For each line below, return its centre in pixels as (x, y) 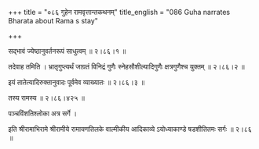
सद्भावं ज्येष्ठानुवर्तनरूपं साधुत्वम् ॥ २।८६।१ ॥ (67, 51)
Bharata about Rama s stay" (53, 21)
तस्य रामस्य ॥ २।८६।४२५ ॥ (46, 98)
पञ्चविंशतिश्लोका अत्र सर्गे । (42, 114)
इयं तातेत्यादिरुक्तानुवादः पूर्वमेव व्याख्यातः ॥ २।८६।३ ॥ (77, 82)
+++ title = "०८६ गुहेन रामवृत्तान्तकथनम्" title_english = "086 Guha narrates (119, 12)
